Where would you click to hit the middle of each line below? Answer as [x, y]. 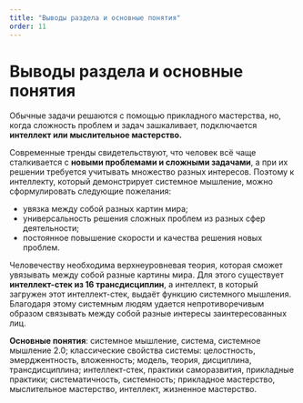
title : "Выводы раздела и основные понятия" [95, 18]
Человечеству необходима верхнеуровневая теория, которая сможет [146, 266]
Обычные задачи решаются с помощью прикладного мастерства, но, [146, 116]
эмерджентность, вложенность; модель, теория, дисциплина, [131, 360]
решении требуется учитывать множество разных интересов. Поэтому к [152, 172]
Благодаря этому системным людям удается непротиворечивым [137, 304]
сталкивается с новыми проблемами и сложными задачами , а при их [149, 162]
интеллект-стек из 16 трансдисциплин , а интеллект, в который [134, 285]
